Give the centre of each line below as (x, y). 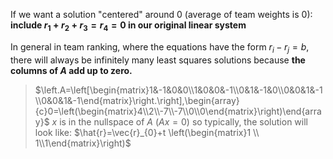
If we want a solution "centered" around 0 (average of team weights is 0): (161, 14)
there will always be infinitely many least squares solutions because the (158, 60)
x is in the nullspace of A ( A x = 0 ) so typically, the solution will (179, 121)
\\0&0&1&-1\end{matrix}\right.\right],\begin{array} (137, 100)
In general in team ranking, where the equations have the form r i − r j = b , (160, 47)
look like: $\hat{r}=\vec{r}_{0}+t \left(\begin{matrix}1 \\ (147, 132)
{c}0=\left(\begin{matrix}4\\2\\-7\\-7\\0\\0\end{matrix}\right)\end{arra (178, 111)
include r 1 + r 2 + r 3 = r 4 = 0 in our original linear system (128, 26)
